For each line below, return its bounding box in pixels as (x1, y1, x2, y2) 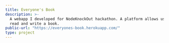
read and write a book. (10, 21, 59, 26)
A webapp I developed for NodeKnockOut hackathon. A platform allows (10, 16, 158, 21)
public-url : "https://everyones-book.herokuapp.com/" (5, 26, 121, 31)
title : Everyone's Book (5, 7, 55, 12)
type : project (5, 30, 35, 35)
